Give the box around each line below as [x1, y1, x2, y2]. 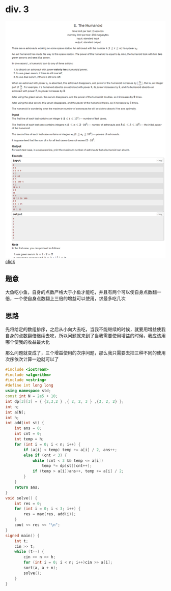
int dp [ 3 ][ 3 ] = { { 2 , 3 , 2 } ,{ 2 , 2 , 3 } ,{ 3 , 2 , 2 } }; [5, 399, 124, 404]
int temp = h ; [14, 436, 44, 442]
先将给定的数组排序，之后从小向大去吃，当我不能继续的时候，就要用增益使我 [5, 326, 166, 332]
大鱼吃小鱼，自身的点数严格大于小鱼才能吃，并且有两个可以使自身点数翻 [5, 289, 157, 295]
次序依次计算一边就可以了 [5, 356, 59, 362]
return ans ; [14, 485, 40, 490]
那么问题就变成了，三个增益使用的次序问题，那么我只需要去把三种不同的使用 [5, 349, 166, 356]
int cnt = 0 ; [14, 431, 42, 436]
